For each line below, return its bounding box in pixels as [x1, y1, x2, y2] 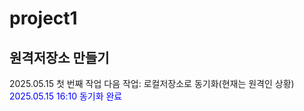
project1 [9, 7, 78, 30]
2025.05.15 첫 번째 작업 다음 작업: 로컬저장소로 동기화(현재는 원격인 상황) [9, 78, 295, 89]
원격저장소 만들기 [9, 49, 110, 66]
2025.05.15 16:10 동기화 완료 [9, 90, 123, 102]
